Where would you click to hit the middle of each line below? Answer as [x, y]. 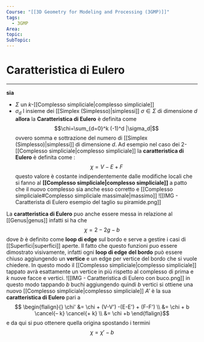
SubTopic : [19, 40]
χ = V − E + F [107, 166]
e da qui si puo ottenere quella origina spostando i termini [78, 323]
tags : [13, 18]
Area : [13, 29]
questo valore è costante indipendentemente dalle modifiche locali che [104, 176]
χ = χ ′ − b [102, 332]
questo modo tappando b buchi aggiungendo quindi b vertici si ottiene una [100, 284]
